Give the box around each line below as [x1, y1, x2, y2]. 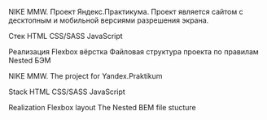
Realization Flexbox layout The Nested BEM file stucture [8, 103, 197, 112]
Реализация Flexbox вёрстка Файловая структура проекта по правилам [8, 47, 259, 56]
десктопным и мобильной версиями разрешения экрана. [8, 15, 209, 25]
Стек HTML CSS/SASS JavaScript [8, 32, 124, 41]
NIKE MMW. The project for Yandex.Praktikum [8, 71, 163, 80]
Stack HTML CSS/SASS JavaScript [8, 87, 126, 96]
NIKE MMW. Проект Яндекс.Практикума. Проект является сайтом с [8, 7, 243, 16]
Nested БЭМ [8, 56, 51, 65]
